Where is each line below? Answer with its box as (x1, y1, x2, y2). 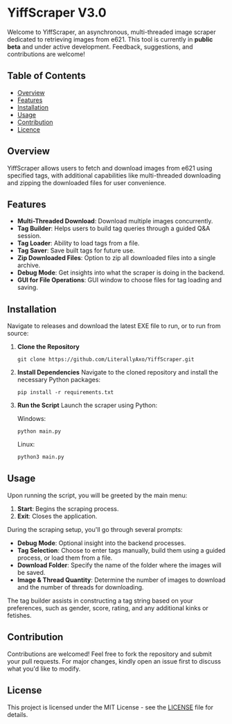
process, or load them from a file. (17, 553, 113, 562)
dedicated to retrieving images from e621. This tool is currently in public (7, 35, 213, 43)
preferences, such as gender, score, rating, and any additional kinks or (7, 603, 209, 612)
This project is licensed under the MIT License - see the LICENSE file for (7, 703, 213, 712)
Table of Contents (7, 70, 87, 82)
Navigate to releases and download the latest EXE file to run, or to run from (7, 322, 221, 330)
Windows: (17, 415, 46, 423)
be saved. (17, 568, 46, 576)
